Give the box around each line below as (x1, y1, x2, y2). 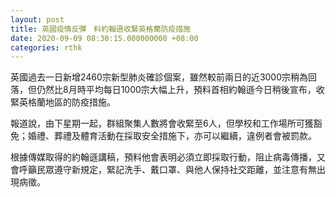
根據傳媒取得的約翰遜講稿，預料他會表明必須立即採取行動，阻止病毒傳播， (10, 151, 317, 163)
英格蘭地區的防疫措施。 (18, 96, 116, 108)
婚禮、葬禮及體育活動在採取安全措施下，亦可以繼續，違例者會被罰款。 (27, 130, 317, 142)
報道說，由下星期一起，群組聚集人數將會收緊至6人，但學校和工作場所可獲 (10, 117, 314, 130)
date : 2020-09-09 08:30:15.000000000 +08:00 (10, 33, 199, 43)
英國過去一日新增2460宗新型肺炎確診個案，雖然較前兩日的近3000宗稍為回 (10, 71, 318, 83)
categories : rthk (10, 42, 83, 53)
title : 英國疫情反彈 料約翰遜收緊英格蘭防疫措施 (10, 24, 191, 34)
